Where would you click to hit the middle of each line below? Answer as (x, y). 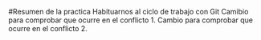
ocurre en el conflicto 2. (48, 28)
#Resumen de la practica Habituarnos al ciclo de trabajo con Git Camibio (128, 12)
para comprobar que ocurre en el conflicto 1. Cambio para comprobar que (130, 20)
